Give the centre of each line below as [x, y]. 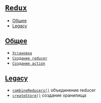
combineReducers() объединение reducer [54, 90]
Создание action [29, 63]
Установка [22, 53]
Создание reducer [30, 58]
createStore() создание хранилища [49, 95]
